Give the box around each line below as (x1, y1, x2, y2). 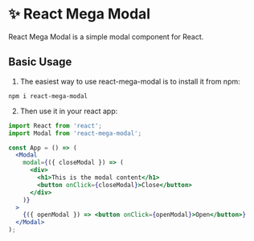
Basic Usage (8, 55, 72, 69)
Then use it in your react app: (19, 106, 118, 116)
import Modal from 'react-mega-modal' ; (8, 129, 142, 137)
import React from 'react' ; (8, 121, 103, 129)
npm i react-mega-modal (8, 92, 88, 100)
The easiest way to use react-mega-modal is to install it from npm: (19, 76, 240, 86)
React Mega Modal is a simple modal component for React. (8, 31, 204, 41)
